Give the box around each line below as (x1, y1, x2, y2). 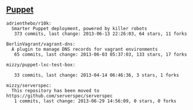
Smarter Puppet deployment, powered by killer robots (11, 25, 147, 31)
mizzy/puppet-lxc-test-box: (6, 62, 76, 67)
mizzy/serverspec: (6, 82, 52, 88)
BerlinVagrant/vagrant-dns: (6, 41, 76, 47)
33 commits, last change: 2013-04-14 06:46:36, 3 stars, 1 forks (14, 72, 179, 78)
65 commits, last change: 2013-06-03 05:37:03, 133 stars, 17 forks (14, 51, 187, 57)
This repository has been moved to (11, 88, 100, 93)
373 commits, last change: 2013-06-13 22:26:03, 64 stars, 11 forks (14, 31, 187, 37)
